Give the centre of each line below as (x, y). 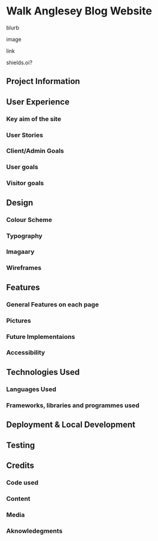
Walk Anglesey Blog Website (79, 11)
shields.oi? (19, 62)
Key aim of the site (34, 119)
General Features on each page (53, 304)
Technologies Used (43, 372)
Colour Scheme (29, 220)
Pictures (19, 320)
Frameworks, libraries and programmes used (73, 405)
